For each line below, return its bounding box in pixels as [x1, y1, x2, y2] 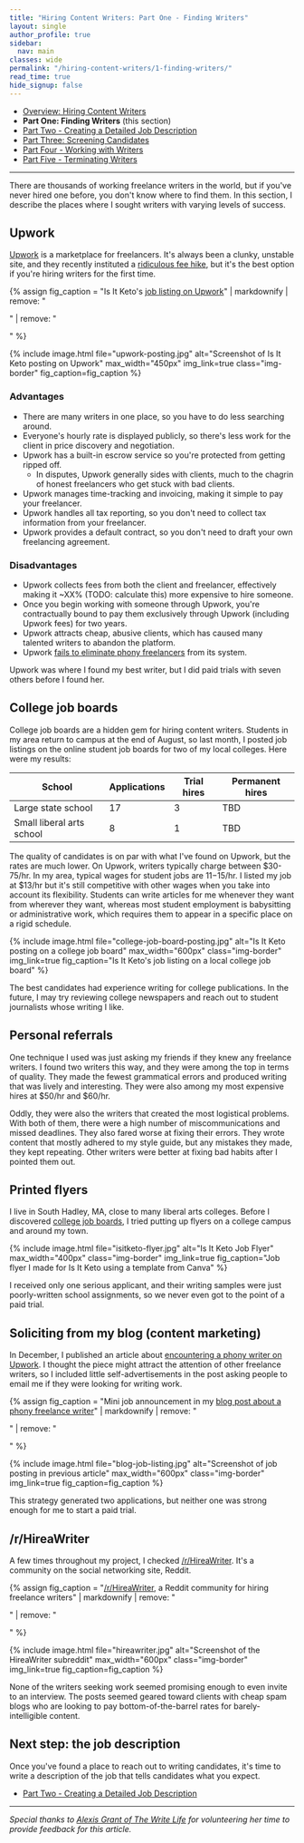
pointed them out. [9, 1156, 76, 1167]
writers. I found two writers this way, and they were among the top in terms [9, 1062, 290, 1072]
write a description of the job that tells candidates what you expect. [9, 1770, 261, 1781]
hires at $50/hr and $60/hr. [9, 1090, 111, 1101]
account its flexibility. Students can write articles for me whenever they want [9, 889, 295, 900]
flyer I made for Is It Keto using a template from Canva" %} [9, 1262, 228, 1274]
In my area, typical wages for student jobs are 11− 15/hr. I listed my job [33, 869, 292, 880]
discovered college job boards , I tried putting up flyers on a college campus [9, 1216, 291, 1227]
